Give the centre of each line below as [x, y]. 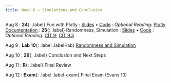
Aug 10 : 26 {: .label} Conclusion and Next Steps [56, 55]
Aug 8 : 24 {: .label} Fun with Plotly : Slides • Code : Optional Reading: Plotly [85, 24]
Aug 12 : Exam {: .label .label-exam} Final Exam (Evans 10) [66, 75]
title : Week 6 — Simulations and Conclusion [54, 10]
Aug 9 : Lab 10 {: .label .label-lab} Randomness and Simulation [71, 45]
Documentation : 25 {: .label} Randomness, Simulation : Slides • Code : [80, 30]
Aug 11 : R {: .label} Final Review [38, 65]
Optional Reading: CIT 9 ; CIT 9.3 [40, 35]
